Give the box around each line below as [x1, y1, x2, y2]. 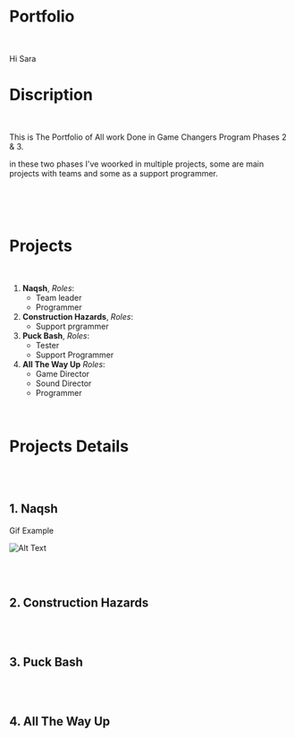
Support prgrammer [35, 321, 109, 331]
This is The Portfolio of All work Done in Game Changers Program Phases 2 [9, 132, 287, 142]
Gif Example [9, 525, 55, 536]
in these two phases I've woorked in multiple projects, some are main [9, 159, 265, 169]
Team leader [35, 292, 82, 303]
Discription [9, 85, 94, 105]
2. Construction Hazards [9, 595, 149, 610]
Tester [35, 339, 60, 350]
